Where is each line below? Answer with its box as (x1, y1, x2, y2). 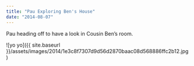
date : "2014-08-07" (6, 14, 54, 20)
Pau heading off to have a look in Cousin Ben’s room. (6, 30, 133, 37)
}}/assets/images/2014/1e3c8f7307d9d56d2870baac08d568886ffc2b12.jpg (6, 47, 189, 54)
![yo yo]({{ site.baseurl (6, 41, 60, 48)
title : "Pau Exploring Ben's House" (6, 8, 95, 15)
